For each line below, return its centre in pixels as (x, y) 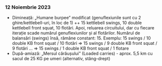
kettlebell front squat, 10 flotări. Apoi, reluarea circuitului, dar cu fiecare (83, 28)
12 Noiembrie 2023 (28, 7)
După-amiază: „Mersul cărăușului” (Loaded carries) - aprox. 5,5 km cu (82, 53)
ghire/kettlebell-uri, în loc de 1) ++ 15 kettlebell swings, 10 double (77, 23)
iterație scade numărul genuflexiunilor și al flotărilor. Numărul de (76, 33)
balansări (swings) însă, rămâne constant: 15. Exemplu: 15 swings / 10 (81, 38)
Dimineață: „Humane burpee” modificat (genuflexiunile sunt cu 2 (76, 18)
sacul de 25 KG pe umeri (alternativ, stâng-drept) (61, 59)
